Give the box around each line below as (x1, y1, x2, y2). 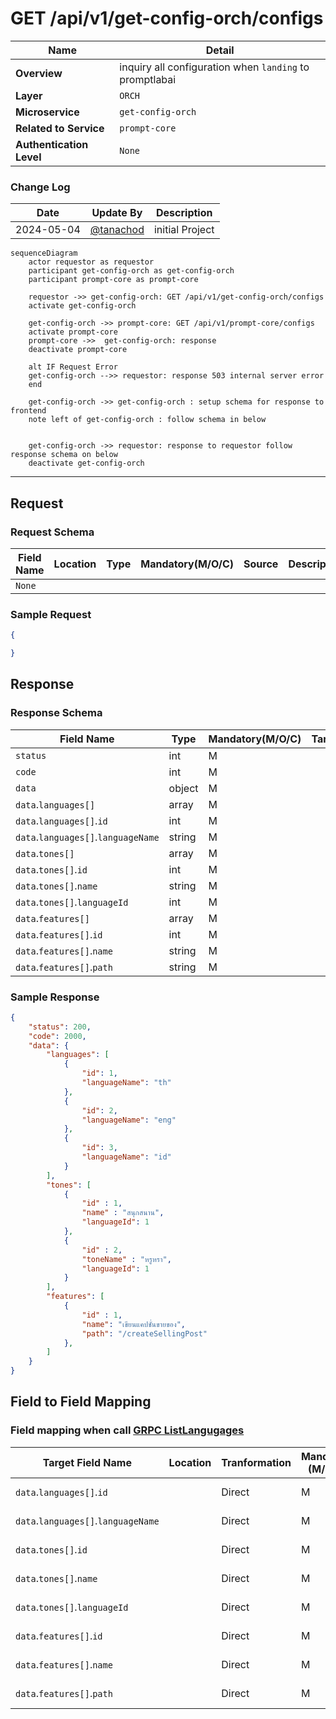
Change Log (10, 180, 71, 194)
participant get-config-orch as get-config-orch (28, 266, 235, 276)
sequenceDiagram (10, 248, 78, 259)
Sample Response (10, 990, 100, 1004)
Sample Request (10, 607, 92, 621)
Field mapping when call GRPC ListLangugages (10, 1423, 245, 1437)
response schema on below (10, 450, 118, 460)
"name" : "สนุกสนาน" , (81, 1208, 165, 1218)
